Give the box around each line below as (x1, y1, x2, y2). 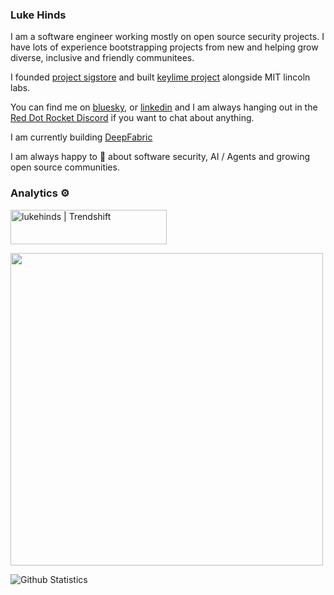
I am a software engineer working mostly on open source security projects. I (10, 31, 325, 43)
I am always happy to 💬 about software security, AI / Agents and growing (10, 151, 310, 163)
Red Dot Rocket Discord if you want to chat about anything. (10, 112, 255, 124)
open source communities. (10, 161, 120, 173)
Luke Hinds (10, 8, 67, 22)
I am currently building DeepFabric (10, 131, 153, 143)
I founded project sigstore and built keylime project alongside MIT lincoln (10, 71, 311, 83)
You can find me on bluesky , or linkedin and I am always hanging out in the (10, 101, 318, 113)
